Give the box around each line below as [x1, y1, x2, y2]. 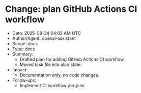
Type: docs [12, 46, 35, 52]
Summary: [12, 51, 33, 57]
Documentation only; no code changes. [19, 72, 100, 78]
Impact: [12, 66, 28, 72]
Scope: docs [12, 40, 38, 46]
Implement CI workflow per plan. [19, 82, 86, 88]
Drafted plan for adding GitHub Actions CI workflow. [19, 56, 125, 62]
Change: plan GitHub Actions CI [5, 3, 138, 15]
